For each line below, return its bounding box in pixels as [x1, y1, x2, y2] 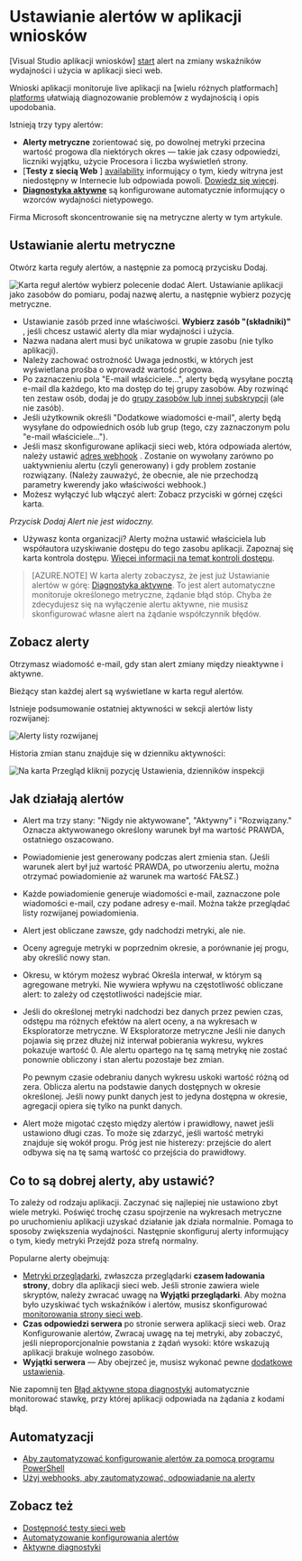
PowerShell [22, 1463, 65, 1473]
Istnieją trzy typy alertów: [9, 119, 104, 130]
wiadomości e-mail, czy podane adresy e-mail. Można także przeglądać [22, 898, 290, 909]
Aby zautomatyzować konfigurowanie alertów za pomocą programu [22, 1454, 275, 1463]
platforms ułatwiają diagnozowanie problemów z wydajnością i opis [9, 92, 260, 103]
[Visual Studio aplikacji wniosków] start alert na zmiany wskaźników [9, 55, 261, 66]
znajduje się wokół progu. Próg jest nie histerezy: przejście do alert [22, 1138, 272, 1148]
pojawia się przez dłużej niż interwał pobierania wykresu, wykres [22, 1036, 264, 1046]
